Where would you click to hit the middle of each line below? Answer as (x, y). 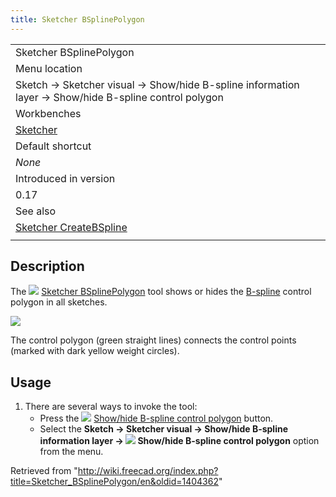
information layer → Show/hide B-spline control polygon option (179, 441)
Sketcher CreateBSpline (71, 227)
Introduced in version (65, 178)
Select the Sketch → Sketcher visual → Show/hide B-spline (164, 429)
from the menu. (71, 452)
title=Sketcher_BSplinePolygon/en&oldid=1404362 (114, 482)
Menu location (49, 68)
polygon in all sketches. (59, 302)
